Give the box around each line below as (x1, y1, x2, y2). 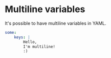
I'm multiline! (23, 44, 56, 49)
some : (5, 30, 16, 35)
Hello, (23, 39, 37, 44)
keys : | (14, 34, 30, 40)
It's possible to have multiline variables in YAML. (5, 20, 107, 26)
